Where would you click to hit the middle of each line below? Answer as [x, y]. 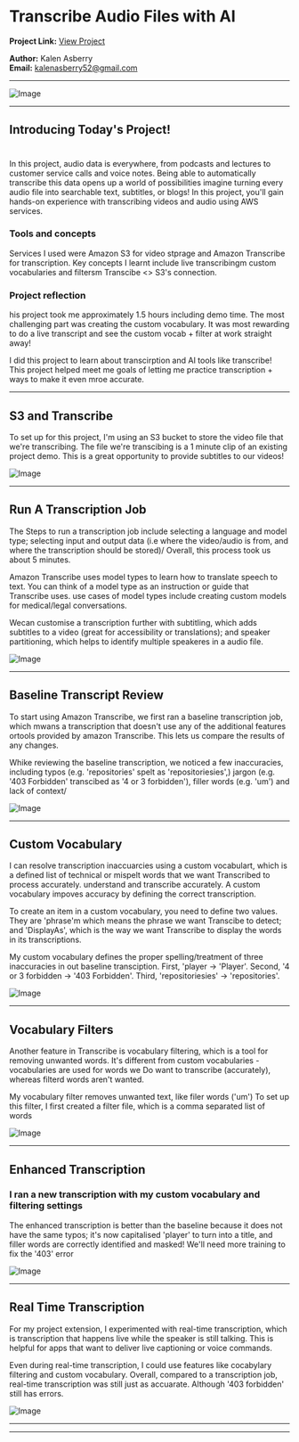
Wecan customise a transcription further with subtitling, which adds [133, 622]
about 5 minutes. [40, 560]
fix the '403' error [41, 1253]
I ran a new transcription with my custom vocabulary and [135, 1194]
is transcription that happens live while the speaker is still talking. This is [141, 1338]
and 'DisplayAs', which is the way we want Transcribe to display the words [145, 930]
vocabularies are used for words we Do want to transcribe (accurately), [140, 1070]
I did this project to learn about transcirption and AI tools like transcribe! [141, 360]
